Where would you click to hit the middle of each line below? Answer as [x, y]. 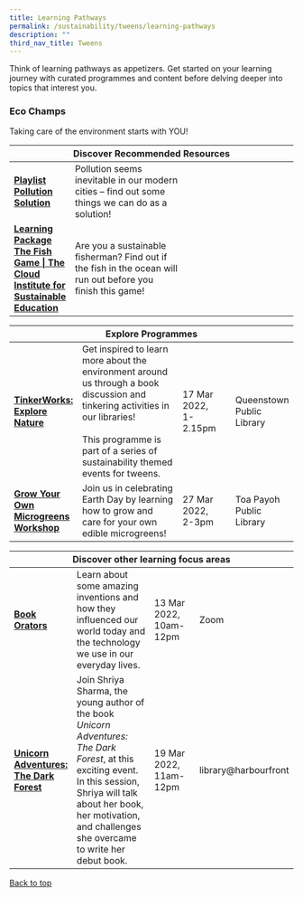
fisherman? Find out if [121, 257]
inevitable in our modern [127, 180]
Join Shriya [100, 679]
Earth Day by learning [128, 499]
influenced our [107, 619]
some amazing [107, 586]
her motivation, [108, 815]
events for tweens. [121, 473]
